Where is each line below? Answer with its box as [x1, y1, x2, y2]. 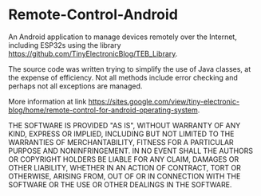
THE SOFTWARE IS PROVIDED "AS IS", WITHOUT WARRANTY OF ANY [8, 120, 241, 130]
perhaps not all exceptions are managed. [8, 81, 143, 91]
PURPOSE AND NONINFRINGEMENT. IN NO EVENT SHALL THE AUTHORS [8, 146, 254, 155]
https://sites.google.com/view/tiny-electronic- [88, 96, 240, 106]
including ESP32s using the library [8, 40, 121, 49]
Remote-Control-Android [8, 6, 178, 24]
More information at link [8, 96, 87, 106]
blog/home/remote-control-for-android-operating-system [8, 105, 198, 115]
